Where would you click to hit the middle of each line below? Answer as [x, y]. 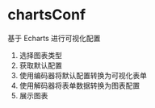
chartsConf [47, 15]
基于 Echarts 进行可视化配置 [54, 38]
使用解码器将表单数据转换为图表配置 [80, 85]
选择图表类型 [40, 55]
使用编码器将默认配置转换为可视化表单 [83, 75]
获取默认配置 [40, 65]
